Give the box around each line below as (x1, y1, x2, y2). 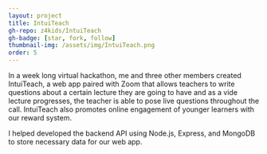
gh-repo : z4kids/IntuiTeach (8, 26, 102, 34)
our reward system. (8, 113, 73, 122)
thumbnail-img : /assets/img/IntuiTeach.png (8, 41, 155, 49)
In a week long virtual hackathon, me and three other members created (8, 71, 241, 80)
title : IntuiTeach (8, 19, 69, 27)
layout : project (8, 11, 62, 20)
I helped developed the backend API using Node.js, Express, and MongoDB (8, 128, 256, 138)
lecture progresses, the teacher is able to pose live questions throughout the (8, 97, 260, 105)
